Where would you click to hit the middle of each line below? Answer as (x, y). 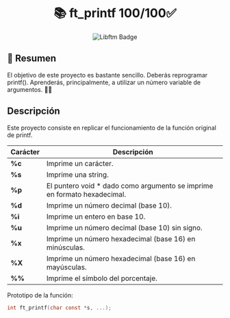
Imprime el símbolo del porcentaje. (102, 278)
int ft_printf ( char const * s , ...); (59, 308)
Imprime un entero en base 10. (96, 217)
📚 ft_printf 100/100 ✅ (115, 13)
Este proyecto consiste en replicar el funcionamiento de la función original (112, 127)
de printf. (20, 135)
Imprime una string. (78, 174)
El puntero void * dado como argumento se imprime (130, 186)
